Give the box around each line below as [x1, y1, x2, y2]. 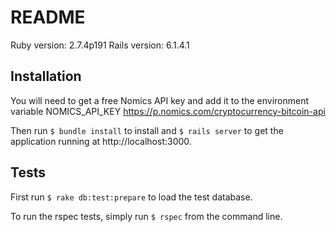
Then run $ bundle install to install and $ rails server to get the [10, 124, 284, 136]
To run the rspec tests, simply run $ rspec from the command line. [10, 210, 283, 222]
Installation [10, 68, 82, 85]
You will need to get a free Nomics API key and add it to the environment [10, 94, 310, 106]
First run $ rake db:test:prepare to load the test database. [10, 191, 253, 203]
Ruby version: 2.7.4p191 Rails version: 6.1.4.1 [10, 39, 190, 51]
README [10, 6, 86, 29]
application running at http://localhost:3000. [10, 135, 192, 147]
